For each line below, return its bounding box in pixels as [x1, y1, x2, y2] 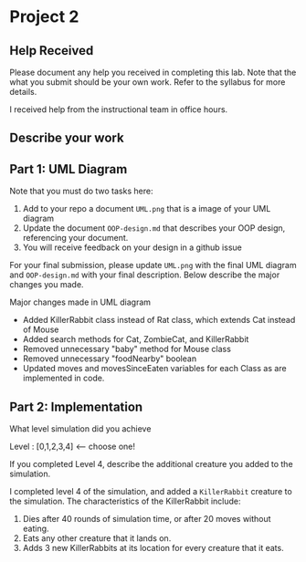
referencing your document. [22, 233, 129, 244]
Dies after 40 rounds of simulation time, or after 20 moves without [22, 514, 271, 525]
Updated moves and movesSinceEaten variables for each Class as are [22, 363, 287, 374]
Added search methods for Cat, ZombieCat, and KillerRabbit [22, 334, 249, 345]
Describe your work [9, 130, 125, 146]
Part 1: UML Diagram [9, 161, 128, 177]
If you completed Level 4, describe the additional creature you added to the [9, 459, 294, 470]
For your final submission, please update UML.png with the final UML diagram [9, 260, 297, 271]
